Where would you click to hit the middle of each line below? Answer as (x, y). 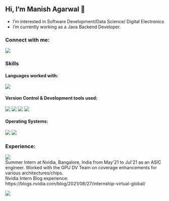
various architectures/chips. (34, 173)
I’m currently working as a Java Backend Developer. (67, 27)
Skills (12, 63)
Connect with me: (27, 40)
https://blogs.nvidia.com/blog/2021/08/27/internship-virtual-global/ (75, 183)
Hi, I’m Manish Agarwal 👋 (45, 9)
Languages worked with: (32, 76)
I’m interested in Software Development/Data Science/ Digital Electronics (88, 21)
